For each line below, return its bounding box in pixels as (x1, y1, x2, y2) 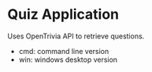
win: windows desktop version (18, 55, 118, 64)
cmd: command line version (18, 46, 109, 56)
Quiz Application (7, 5, 120, 23)
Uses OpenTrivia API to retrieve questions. (7, 31, 145, 41)
